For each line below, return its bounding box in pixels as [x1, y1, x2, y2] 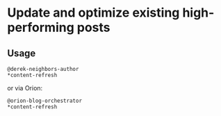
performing [7, 19, 74, 35]
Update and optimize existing [7, 5, 180, 21]
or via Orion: [7, 84, 43, 92]
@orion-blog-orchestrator [7, 97, 82, 104]
